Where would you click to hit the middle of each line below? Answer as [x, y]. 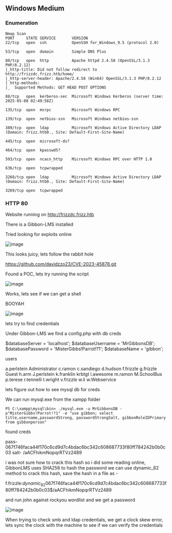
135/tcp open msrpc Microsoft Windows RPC [63, 110]
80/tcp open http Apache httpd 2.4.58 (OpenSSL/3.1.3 [78, 60]
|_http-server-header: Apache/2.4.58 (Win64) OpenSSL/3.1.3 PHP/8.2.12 [83, 78]
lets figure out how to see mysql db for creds [53, 389]
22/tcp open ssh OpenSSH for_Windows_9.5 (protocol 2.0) [82, 42]
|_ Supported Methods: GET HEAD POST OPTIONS [56, 87]
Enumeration [22, 23]
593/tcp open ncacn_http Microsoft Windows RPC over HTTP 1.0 [79, 159]
